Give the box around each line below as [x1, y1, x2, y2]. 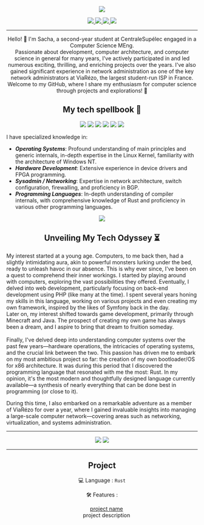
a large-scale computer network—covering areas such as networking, [6, 412, 182, 419]
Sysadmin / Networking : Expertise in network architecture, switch [15, 177, 182, 185]
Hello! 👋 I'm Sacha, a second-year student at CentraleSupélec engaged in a [7, 35, 197, 43]
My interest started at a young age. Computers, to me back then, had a [6, 252, 184, 259]
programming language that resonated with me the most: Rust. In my [6, 368, 178, 376]
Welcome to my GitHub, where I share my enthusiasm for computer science [7, 81, 197, 87]
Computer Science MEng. [69, 42, 135, 49]
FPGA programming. [15, 171, 67, 178]
